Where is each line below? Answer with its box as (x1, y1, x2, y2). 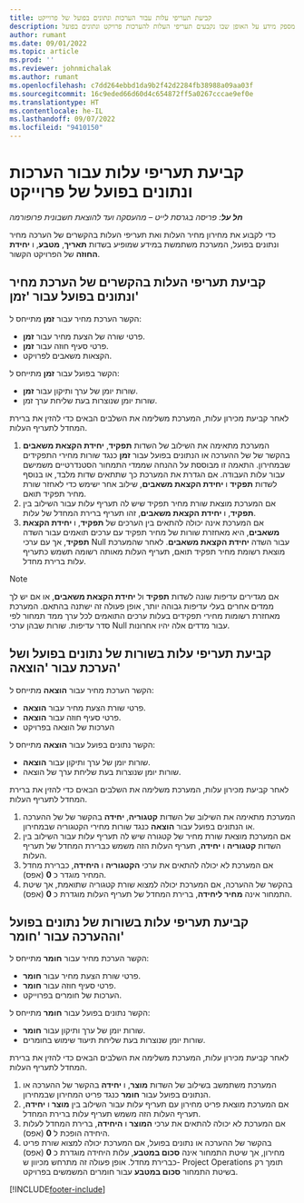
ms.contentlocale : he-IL (9, 106, 103, 115)
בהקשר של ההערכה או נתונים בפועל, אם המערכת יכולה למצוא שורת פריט (22, 1138, 272, 1148)
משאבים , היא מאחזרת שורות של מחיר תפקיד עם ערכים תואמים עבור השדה (22, 526, 279, 537)
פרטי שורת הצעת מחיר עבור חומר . (22, 970, 142, 981)
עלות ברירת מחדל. (22, 555, 86, 566)
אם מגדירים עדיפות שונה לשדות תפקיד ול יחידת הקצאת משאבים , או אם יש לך (9, 591, 279, 601)
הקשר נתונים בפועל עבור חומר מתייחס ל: (9, 1008, 151, 1019)
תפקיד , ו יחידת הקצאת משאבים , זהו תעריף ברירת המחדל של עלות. (22, 507, 257, 518)
